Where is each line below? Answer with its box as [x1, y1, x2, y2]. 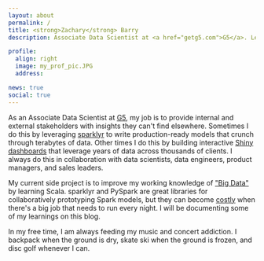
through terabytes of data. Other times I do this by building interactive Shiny [8, 138, 254, 147]
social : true [8, 91, 51, 99]
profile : [8, 48, 37, 56]
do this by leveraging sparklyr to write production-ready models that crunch [8, 129, 254, 138]
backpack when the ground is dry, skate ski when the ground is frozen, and [8, 235, 253, 244]
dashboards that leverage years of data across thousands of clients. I [8, 146, 233, 156]
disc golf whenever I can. [8, 243, 90, 252]
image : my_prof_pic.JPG [15, 62, 93, 71]
